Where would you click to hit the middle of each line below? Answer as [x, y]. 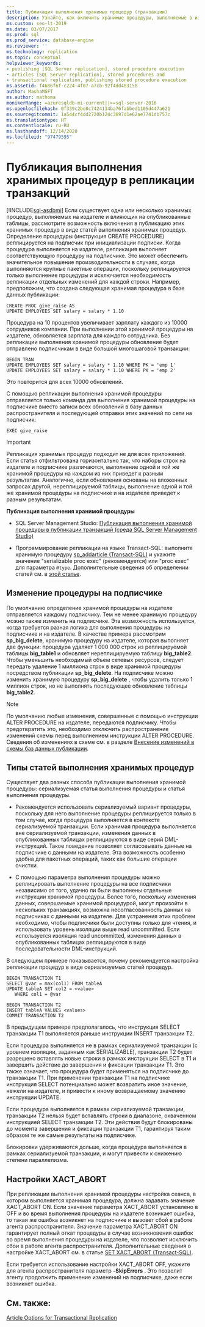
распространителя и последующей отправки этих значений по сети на [99, 413]
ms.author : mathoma [31, 97]
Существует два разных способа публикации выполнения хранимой [96, 782]
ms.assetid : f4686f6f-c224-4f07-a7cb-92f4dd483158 [72, 86]
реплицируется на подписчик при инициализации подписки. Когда [94, 243]
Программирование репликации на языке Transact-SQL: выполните [104, 548]
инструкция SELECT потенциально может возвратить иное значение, [97, 1084]
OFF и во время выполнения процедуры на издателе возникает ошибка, [101, 1213]
